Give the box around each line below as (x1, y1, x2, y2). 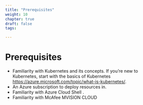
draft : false (5, 21, 32, 26)
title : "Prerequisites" (5, 7, 55, 12)
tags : (5, 26, 16, 31)
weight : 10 (5, 12, 28, 17)
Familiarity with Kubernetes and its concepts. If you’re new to (12, 68, 139, 74)
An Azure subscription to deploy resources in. (12, 84, 107, 90)
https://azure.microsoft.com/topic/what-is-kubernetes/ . (12, 79, 127, 85)
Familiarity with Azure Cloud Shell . (12, 89, 84, 95)
